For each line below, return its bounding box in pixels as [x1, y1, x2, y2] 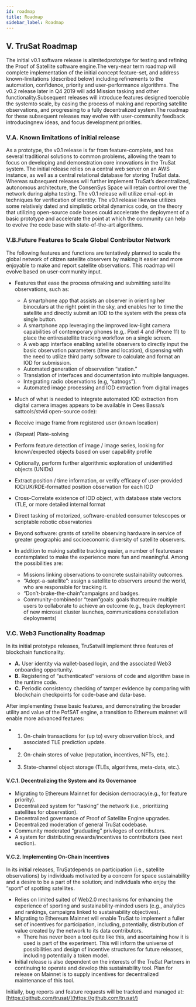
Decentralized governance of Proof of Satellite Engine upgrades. [14, 815, 171, 822]
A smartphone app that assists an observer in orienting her [23, 297, 166, 304]
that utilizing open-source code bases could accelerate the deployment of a [6, 209, 189, 216]
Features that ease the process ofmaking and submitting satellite [14, 279, 171, 286]
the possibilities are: [14, 560, 63, 567]
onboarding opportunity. [14, 666, 74, 673]
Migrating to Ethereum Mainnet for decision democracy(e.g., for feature [14, 790, 187, 797]
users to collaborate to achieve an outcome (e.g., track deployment [23, 602, 185, 609]
